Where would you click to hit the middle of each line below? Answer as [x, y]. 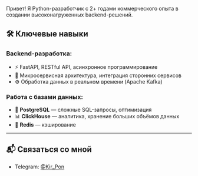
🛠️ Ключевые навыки [47, 34]
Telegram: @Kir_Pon [39, 167]
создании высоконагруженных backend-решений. [70, 15]
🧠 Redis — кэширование [45, 124]
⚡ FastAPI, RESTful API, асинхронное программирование [86, 67]
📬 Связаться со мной [49, 150]
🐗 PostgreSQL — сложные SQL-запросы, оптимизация [83, 109]
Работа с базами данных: [45, 97]
